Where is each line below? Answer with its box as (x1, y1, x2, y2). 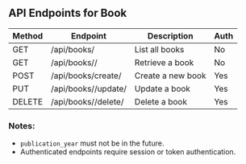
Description (147, 30, 194, 41)
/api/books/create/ (51, 70, 122, 81)
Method (12, 30, 44, 41)
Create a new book (134, 70, 206, 81)
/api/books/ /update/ (51, 83, 127, 94)
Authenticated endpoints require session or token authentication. (19, 147, 236, 157)
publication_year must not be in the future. (19, 138, 165, 148)
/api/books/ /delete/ (51, 96, 124, 107)
